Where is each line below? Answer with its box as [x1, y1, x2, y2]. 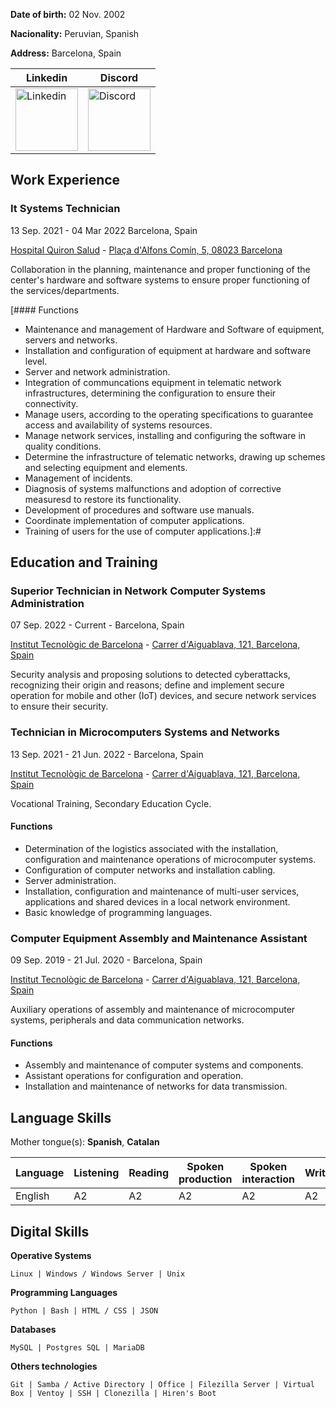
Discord [99, 71, 139, 84]
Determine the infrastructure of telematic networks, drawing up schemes [24, 450, 326, 463]
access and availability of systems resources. [24, 419, 213, 431]
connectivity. [24, 397, 79, 409]
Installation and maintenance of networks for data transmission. [24, 1080, 288, 1093]
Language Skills [10, 1109, 112, 1126]
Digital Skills [10, 1223, 90, 1240]
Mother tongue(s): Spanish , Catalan [10, 1136, 160, 1148]
